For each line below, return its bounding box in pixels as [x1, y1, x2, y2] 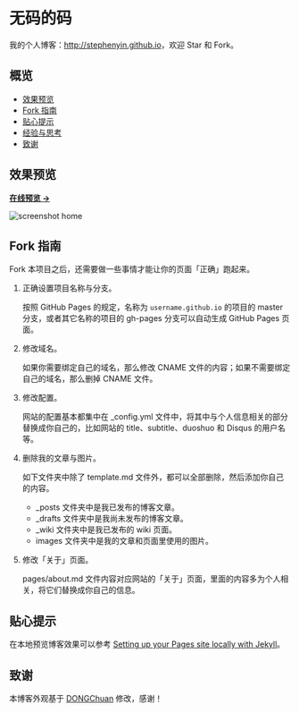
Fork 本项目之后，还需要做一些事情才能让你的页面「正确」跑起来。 [9, 264, 255, 275]
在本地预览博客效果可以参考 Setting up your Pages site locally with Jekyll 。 [9, 639, 286, 649]
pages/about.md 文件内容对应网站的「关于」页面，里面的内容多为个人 [21, 573, 281, 584]
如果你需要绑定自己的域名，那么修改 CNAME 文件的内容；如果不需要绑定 [21, 362, 291, 373]
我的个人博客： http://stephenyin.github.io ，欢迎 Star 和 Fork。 [9, 39, 239, 50]
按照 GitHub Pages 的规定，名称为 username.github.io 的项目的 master [21, 301, 284, 313]
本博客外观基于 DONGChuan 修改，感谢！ [9, 693, 163, 703]
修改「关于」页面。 [21, 555, 94, 565]
